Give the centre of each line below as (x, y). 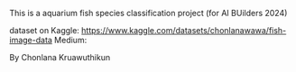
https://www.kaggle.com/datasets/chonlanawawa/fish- (184, 30)
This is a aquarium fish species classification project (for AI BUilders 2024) (148, 13)
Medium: (70, 40)
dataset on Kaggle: (44, 30)
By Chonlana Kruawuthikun (60, 57)
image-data (31, 40)
